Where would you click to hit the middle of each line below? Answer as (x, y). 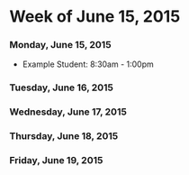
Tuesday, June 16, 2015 (62, 87)
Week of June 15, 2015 (95, 17)
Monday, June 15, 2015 (60, 45)
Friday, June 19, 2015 (56, 161)
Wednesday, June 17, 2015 (68, 112)
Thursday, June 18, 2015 (64, 136)
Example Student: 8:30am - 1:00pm (88, 64)
